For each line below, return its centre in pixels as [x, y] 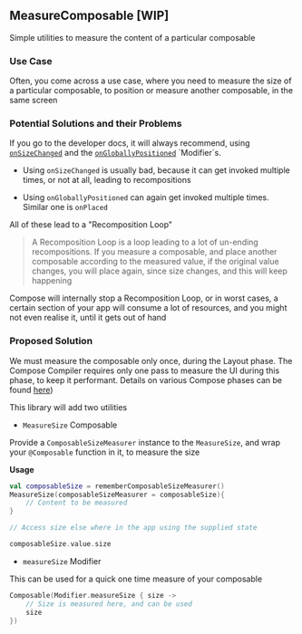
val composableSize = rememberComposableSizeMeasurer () [117, 486]
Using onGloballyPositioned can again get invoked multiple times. [146, 197]
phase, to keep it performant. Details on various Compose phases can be [146, 379]
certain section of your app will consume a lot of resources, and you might [148, 308]
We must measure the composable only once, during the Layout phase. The [151, 360]
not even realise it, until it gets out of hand [88, 318]
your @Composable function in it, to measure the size [105, 452]
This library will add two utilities [68, 407]
